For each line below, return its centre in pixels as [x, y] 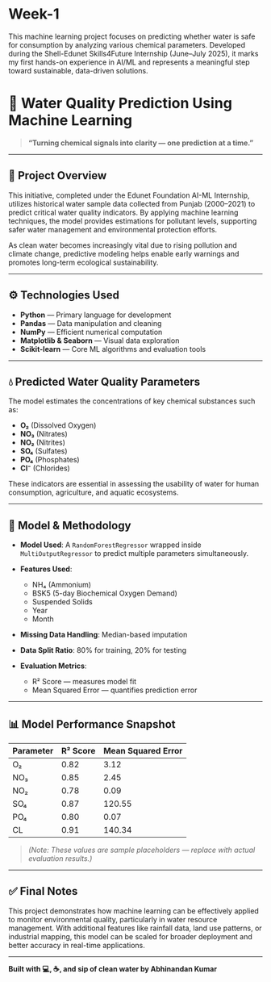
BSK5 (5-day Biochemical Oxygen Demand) [104, 593]
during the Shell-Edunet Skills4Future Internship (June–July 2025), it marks [133, 53]
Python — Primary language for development [96, 315]
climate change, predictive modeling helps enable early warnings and [124, 253]
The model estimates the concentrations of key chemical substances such [132, 401]
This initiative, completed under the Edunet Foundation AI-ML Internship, [129, 195]
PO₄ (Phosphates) [50, 460]
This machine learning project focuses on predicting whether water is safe [132, 36]
